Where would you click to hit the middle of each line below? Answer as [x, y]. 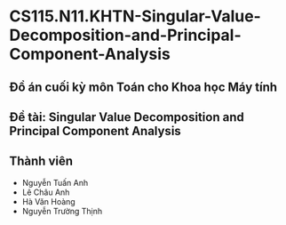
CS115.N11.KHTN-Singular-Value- [135, 16]
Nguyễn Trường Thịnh [62, 211]
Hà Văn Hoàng [48, 201]
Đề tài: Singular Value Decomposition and [127, 117]
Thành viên [41, 161]
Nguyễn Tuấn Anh [55, 182]
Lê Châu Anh [46, 192]
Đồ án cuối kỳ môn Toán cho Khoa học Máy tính [143, 87]
